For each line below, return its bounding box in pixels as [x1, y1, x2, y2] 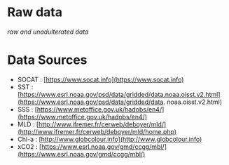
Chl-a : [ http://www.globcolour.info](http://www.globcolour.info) [17, 135, 202, 143]
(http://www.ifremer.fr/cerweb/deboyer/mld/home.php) [17, 127, 177, 136]
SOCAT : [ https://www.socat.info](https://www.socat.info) [17, 75, 184, 84]
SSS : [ [17, 105, 37, 113]
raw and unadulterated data [7, 27, 89, 36]
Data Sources [7, 52, 88, 68]
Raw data [7, 4, 63, 20]
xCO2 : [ [17, 142, 42, 151]
